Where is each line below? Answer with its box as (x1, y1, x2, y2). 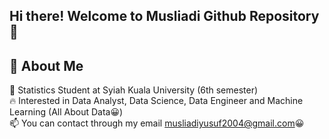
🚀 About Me (9, 57, 84, 74)
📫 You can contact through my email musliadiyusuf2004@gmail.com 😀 (9, 117, 305, 129)
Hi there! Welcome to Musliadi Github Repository (9, 8, 320, 25)
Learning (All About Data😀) (9, 106, 124, 118)
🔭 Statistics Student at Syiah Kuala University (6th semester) (9, 84, 259, 96)
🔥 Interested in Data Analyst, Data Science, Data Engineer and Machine (9, 95, 304, 107)
